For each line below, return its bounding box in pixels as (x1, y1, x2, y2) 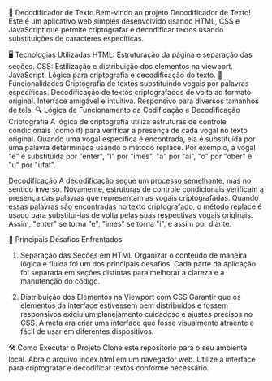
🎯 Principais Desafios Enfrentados (8, 235, 123, 244)
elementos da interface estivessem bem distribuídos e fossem (19, 301, 229, 310)
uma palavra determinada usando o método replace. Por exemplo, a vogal (8, 143, 256, 152)
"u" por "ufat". (8, 160, 57, 170)
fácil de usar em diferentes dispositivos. (19, 327, 154, 336)
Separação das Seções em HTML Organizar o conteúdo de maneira (19, 250, 248, 260)
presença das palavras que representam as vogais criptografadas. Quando (8, 193, 259, 202)
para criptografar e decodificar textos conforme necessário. (8, 363, 209, 373)
